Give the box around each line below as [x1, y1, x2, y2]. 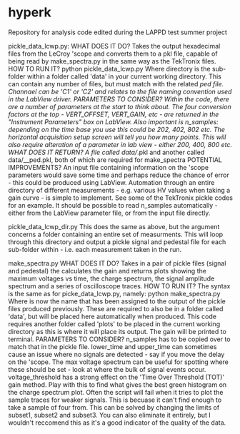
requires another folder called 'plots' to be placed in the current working [8, 319, 221, 328]
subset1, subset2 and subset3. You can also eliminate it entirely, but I [8, 410, 211, 419]
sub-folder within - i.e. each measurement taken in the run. [8, 245, 181, 253]
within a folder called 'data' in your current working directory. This [26, 72, 222, 81]
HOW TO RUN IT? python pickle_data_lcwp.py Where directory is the [8, 64, 211, 73]
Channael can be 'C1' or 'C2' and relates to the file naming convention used [8, 87, 232, 96]
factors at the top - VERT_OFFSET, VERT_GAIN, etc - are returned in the [8, 110, 219, 118]
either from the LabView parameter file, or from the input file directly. [8, 208, 211, 217]
